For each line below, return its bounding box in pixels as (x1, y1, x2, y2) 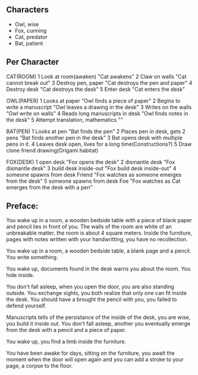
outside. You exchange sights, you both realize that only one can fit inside (6, 290, 187, 297)
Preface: (6, 201, 39, 211)
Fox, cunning (14, 27, 47, 34)
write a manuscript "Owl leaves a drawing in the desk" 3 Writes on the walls (6, 103, 192, 110)
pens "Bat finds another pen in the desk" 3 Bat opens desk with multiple (6, 134, 183, 141)
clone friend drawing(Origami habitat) (6, 146, 99, 154)
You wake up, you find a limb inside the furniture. (6, 338, 127, 345)
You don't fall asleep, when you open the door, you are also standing (6, 283, 174, 290)
